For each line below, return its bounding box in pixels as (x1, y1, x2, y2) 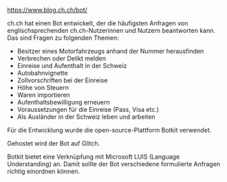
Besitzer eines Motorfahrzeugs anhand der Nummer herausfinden (17, 47, 204, 55)
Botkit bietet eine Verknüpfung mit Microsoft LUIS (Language (7, 152, 180, 161)
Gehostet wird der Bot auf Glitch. (7, 139, 100, 147)
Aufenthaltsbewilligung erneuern (17, 98, 110, 106)
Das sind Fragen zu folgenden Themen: (7, 34, 119, 42)
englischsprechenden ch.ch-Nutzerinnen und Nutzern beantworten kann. (7, 27, 215, 34)
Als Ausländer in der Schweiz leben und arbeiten (17, 113, 156, 121)
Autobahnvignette (17, 69, 68, 77)
